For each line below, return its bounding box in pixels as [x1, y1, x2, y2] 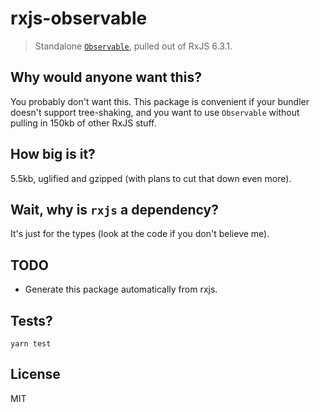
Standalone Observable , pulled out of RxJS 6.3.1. [34, 40, 233, 52]
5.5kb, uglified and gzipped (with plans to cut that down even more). [10, 172, 292, 184]
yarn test [10, 339, 52, 349]
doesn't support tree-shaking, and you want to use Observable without [10, 106, 300, 118]
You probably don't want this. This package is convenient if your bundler [10, 95, 310, 107]
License [10, 366, 61, 383]
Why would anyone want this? [10, 69, 202, 86]
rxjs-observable [10, 7, 148, 30]
